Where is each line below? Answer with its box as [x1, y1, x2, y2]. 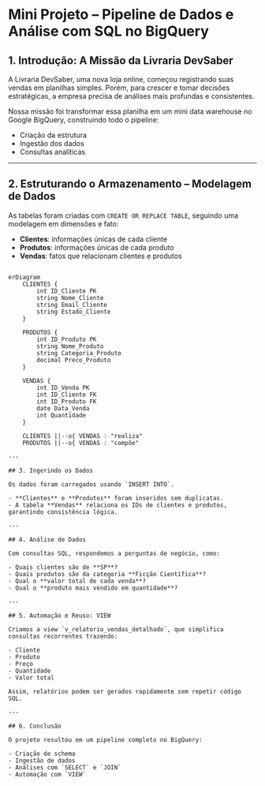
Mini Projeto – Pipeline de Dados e [8, 6, 234, 24]
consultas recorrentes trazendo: [8, 632, 118, 640]
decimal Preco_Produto [36, 356, 111, 364]
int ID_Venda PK [36, 384, 90, 391]
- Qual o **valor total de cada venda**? [8, 577, 147, 585]
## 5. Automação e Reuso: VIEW [8, 612, 111, 619]
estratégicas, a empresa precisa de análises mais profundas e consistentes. [8, 92, 255, 100]
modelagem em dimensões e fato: [8, 219, 119, 228]
